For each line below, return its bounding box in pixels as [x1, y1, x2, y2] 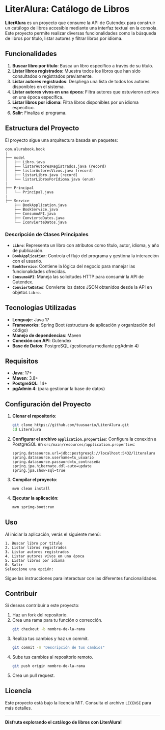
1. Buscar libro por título [5, 541, 63, 546]
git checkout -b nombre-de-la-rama [12, 627, 85, 632]
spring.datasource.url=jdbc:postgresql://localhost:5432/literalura [12, 451, 156, 456]
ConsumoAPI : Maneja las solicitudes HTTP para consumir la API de [12, 274, 144, 279]
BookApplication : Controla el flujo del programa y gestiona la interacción [12, 252, 159, 259]
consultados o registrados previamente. [12, 73, 93, 79]
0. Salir [5, 562, 23, 567]
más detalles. [5, 705, 32, 711]
